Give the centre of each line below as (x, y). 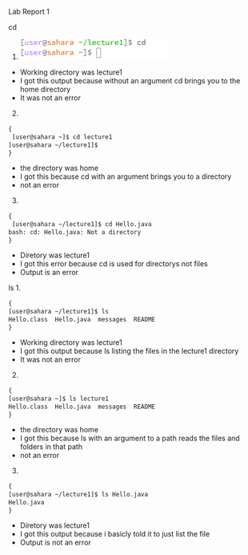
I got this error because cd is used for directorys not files (114, 263)
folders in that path (51, 447)
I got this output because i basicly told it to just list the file (115, 534)
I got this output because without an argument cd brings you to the (130, 81)
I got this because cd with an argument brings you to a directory (126, 176)
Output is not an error (56, 542)
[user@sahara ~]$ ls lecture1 (59, 399)
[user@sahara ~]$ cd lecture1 (62, 137)
